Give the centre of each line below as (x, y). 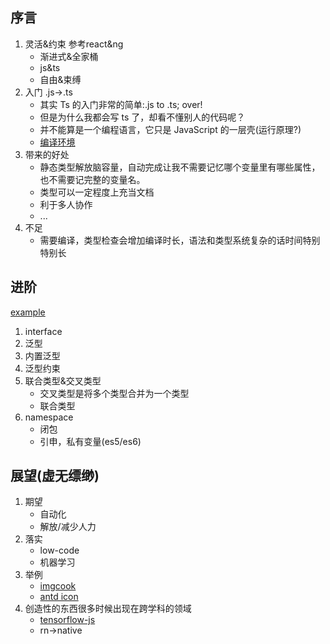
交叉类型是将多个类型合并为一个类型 (114, 393)
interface (43, 331)
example (28, 312)
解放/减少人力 (68, 527)
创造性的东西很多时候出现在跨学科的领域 (108, 609)
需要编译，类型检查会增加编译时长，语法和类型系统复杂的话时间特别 (180, 240)
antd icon (59, 597)
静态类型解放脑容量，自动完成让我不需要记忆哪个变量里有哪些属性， (180, 167)
